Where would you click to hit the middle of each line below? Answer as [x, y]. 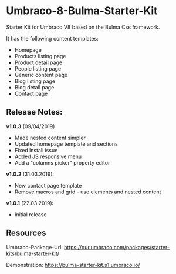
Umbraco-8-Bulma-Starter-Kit [82, 11]
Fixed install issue [36, 150]
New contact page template [48, 185]
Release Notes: [34, 112]
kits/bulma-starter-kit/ [33, 253]
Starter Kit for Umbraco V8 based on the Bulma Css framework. [83, 27]
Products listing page [40, 56]
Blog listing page [35, 81]
